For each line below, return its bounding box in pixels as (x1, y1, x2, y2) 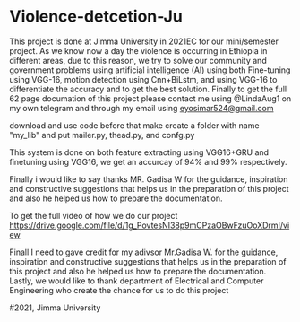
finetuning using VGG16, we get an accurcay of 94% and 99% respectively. (9, 156, 287, 167)
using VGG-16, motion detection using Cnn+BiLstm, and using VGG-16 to (9, 74, 278, 84)
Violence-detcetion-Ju (9, 6, 184, 27)
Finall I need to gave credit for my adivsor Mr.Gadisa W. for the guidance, (9, 247, 279, 257)
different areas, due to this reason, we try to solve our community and (9, 55, 267, 65)
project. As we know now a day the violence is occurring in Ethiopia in (9, 45, 268, 56)
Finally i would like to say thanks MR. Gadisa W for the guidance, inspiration (9, 173, 288, 185)
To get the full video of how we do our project (9, 210, 178, 221)
